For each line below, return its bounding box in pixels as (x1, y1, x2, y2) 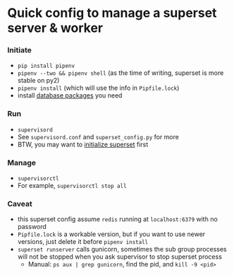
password (17, 223, 47, 231)
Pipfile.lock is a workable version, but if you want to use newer (17, 230, 206, 238)
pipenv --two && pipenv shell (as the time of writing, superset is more (17, 69, 224, 77)
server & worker (7, 20, 104, 36)
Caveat (7, 199, 33, 209)
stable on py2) (17, 76, 60, 85)
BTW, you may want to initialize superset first (17, 140, 149, 148)
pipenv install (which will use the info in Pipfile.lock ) (17, 83, 180, 93)
